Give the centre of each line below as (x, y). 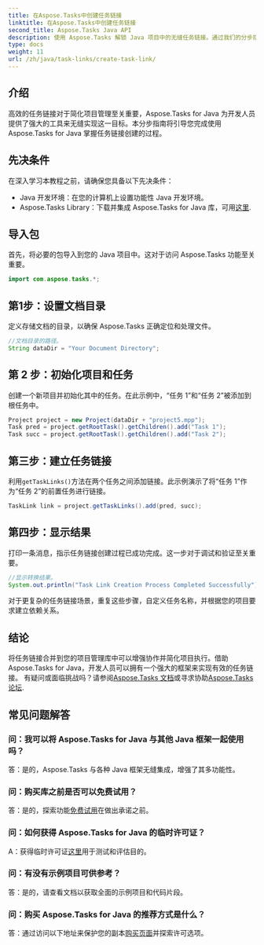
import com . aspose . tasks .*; (54, 280)
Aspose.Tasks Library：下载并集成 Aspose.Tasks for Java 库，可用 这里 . (135, 207)
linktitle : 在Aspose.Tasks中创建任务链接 (72, 23)
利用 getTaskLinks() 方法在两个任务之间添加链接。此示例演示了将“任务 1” (125, 481)
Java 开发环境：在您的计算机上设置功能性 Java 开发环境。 (114, 197)
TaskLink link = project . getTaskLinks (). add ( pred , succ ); (105, 506)
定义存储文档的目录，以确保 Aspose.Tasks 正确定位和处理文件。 (112, 326)
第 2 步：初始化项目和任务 (71, 375)
